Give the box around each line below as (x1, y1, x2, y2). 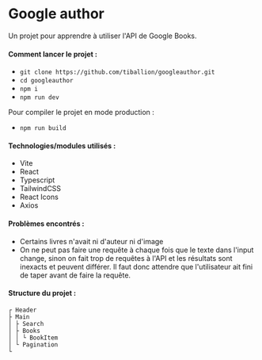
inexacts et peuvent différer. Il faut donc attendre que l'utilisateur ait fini (19, 262, 253, 271)
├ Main (8, 312, 30, 321)
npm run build (19, 124, 66, 132)
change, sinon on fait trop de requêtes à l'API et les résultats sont (19, 253, 233, 262)
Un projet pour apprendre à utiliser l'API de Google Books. (8, 31, 197, 40)
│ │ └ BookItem (8, 334, 59, 342)
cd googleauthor (19, 77, 74, 85)
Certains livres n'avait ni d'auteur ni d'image (19, 236, 164, 246)
